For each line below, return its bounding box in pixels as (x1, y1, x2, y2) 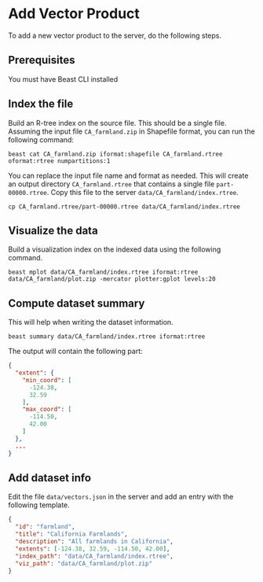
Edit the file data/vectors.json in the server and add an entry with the (8, 492, 234, 502)
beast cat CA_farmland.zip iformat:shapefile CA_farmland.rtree (8, 150, 223, 158)
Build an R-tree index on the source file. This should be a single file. (8, 118, 227, 127)
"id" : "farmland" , (15, 523, 76, 531)
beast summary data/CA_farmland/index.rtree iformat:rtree (8, 333, 206, 341)
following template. (8, 500, 71, 510)
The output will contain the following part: (8, 347, 143, 356)
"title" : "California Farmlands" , (15, 530, 128, 539)
